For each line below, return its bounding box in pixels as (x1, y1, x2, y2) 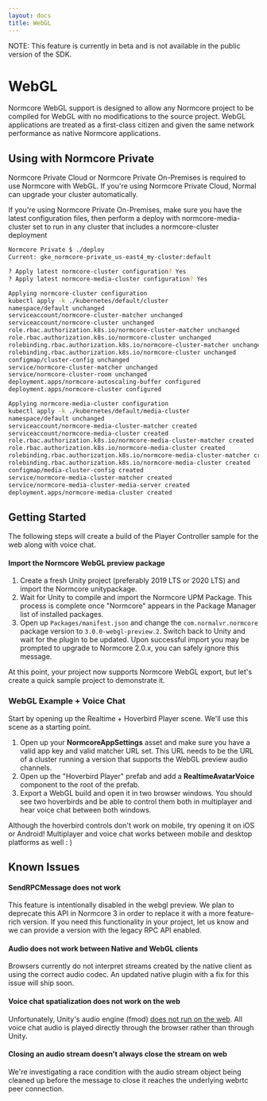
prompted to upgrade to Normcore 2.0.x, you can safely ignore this (19, 643, 240, 653)
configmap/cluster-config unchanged (8, 355, 130, 364)
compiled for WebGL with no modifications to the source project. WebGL (8, 112, 246, 122)
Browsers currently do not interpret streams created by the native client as (8, 961, 253, 971)
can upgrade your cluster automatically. (8, 190, 138, 200)
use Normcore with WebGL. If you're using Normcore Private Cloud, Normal (8, 181, 257, 191)
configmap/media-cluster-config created (8, 466, 145, 474)
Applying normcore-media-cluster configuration (8, 400, 169, 408)
